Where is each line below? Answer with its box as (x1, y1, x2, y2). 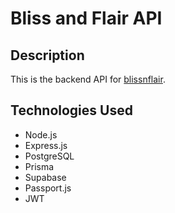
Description (10, 47, 85, 64)
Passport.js (24, 182, 72, 194)
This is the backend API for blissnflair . (10, 73, 166, 85)
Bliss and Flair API (10, 7, 163, 30)
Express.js (24, 139, 68, 151)
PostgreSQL (24, 150, 75, 162)
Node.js (24, 128, 58, 141)
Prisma (24, 160, 55, 172)
